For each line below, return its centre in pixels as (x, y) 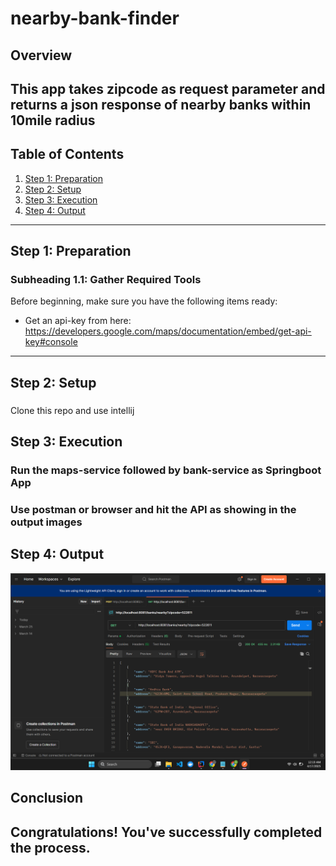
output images (46, 522)
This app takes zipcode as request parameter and (168, 88)
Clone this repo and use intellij (72, 410)
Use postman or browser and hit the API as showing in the (153, 510)
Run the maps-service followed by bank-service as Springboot (166, 470)
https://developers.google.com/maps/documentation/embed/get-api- (168, 331)
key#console (51, 342)
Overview (41, 55)
